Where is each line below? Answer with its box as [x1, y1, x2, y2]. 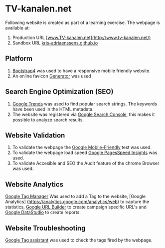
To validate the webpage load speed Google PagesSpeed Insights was [12, 149, 158, 155]
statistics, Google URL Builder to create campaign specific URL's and [5, 204, 147, 210]
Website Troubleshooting [5, 223, 86, 232]
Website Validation [5, 131, 65, 139]
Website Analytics [5, 180, 64, 188]
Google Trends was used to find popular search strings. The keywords [12, 100, 158, 106]
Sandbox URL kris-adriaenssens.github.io [12, 39, 98, 45]
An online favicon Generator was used [12, 73, 91, 79]
